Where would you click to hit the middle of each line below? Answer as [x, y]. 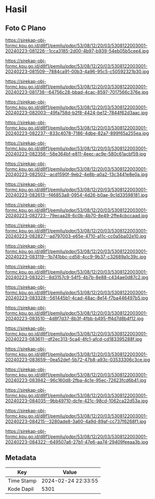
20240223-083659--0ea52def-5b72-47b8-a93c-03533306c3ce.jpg [78, 360]
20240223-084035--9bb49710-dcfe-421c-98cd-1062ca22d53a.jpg [76, 401]
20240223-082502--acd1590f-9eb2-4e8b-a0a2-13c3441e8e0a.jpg [76, 174]
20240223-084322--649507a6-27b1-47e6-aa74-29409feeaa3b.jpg [77, 442]
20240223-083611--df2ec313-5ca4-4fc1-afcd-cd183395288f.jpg [74, 339]
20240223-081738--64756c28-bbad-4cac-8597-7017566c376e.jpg [77, 92]
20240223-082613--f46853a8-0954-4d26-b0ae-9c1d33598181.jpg [76, 195]
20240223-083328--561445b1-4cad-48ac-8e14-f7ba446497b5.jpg [77, 298]
